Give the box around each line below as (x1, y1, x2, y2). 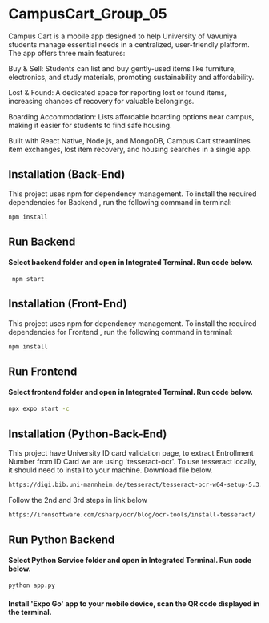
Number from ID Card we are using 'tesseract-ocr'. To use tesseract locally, (8, 457, 258, 467)
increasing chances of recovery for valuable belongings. (8, 96, 195, 106)
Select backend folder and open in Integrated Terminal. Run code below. (8, 257, 254, 267)
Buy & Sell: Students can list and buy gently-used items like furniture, (8, 63, 236, 73)
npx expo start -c (8, 405, 70, 413)
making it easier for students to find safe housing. (8, 120, 172, 130)
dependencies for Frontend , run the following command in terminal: (8, 327, 233, 336)
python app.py (8, 581, 56, 589)
